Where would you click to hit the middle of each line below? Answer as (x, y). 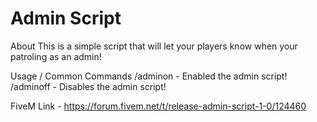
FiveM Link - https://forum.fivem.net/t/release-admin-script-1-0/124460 (158, 106)
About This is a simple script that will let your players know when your (154, 46)
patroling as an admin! (56, 56)
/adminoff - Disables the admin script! (88, 86)
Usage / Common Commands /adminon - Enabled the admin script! (149, 76)
